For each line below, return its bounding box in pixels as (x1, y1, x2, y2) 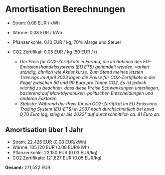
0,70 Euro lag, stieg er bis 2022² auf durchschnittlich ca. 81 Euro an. (19, 111, 161, 117)
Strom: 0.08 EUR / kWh (12, 20, 60, 26)
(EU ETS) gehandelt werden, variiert (75, 64, 150, 70)
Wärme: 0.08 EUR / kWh (12, 29, 62, 35)
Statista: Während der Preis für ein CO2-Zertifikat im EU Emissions (19, 100, 157, 106)
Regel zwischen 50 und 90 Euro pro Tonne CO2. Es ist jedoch (19, 80, 147, 86)
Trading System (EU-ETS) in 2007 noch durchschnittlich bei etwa (19, 106, 155, 112)
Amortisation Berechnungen (5, 3, 126, 15)
